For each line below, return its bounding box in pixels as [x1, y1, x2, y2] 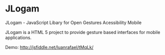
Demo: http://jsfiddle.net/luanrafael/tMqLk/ [5, 44, 93, 50]
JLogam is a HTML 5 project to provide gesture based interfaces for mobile [5, 29, 160, 35]
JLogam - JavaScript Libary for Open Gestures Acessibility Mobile [5, 19, 142, 25]
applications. [5, 34, 31, 40]
